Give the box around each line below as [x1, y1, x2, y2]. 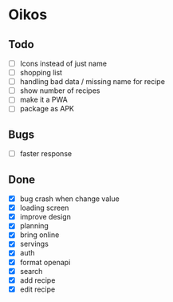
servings [19, 239, 49, 249]
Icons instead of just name [19, 58, 108, 68]
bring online [19, 230, 60, 240]
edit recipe [19, 284, 56, 294]
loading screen [19, 203, 69, 213]
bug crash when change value [19, 194, 120, 203]
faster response [19, 149, 73, 159]
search [19, 266, 43, 276]
